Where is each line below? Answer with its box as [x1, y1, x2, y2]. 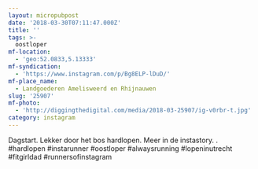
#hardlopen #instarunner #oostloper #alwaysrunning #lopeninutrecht [8, 143, 233, 153]
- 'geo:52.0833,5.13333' [15, 56, 97, 64]
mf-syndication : [8, 63, 61, 71]
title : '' [8, 26, 41, 34]
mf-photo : [8, 99, 41, 107]
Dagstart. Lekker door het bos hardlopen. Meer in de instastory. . [8, 135, 219, 145]
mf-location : [8, 48, 51, 56]
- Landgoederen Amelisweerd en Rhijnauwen [15, 84, 157, 93]
